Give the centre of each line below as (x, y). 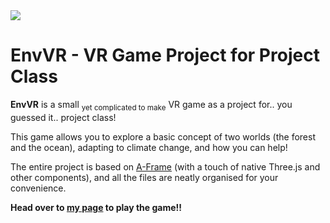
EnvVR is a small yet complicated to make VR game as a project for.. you (151, 105)
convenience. (38, 188)
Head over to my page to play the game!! (96, 207)
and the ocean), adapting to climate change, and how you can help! (149, 147)
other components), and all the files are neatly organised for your (144, 177)
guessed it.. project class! (63, 117)
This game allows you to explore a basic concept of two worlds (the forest (163, 136)
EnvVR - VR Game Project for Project (165, 55)
